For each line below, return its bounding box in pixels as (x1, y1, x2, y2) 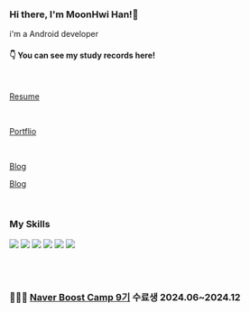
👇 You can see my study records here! (9, 50, 156, 60)
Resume (9, 90, 41, 102)
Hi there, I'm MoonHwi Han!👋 (9, 8, 139, 21)
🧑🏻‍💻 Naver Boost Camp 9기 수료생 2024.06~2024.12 (9, 290, 241, 303)
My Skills (9, 218, 51, 231)
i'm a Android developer (9, 29, 99, 40)
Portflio (9, 125, 37, 136)
